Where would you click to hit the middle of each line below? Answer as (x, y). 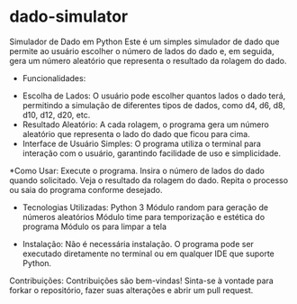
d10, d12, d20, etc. (56, 115)
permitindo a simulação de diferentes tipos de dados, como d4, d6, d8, (154, 105)
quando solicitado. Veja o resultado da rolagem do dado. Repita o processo (149, 180)
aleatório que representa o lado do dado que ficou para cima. (136, 134)
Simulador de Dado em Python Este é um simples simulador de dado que (144, 41)
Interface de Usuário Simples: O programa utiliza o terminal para (141, 143)
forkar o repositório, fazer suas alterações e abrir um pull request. (131, 290)
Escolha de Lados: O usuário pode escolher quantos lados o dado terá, (154, 96)
